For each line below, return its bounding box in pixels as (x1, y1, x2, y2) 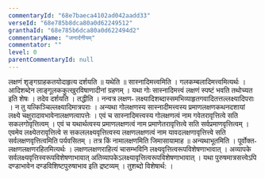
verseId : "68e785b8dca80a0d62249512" (8, 19, 133, 27)
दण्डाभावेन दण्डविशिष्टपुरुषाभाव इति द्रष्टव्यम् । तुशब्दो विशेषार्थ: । (8, 162, 174, 170)
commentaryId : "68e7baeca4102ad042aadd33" (8, 11, 151, 20)
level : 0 (8, 48, 37, 56)
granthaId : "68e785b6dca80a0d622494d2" (8, 26, 140, 34)
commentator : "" (8, 41, 62, 49)
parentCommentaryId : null (8, 56, 94, 64)
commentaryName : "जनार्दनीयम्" (8, 33, 95, 42)
